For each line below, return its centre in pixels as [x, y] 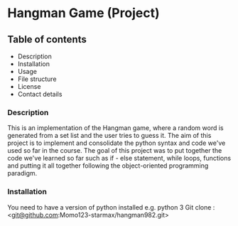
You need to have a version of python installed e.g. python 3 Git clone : [111, 207]
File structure [37, 79]
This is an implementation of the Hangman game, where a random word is [115, 128]
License [29, 86]
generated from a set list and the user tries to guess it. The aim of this [109, 136]
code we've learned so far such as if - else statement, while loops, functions [119, 158]
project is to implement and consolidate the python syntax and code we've [117, 143]
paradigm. [22, 173]
